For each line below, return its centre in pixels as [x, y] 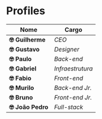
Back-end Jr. [73, 88]
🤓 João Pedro [29, 107]
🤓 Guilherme [27, 40]
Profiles [26, 11]
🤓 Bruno [21, 97]
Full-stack [69, 107]
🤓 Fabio [20, 78]
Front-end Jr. [73, 97]
